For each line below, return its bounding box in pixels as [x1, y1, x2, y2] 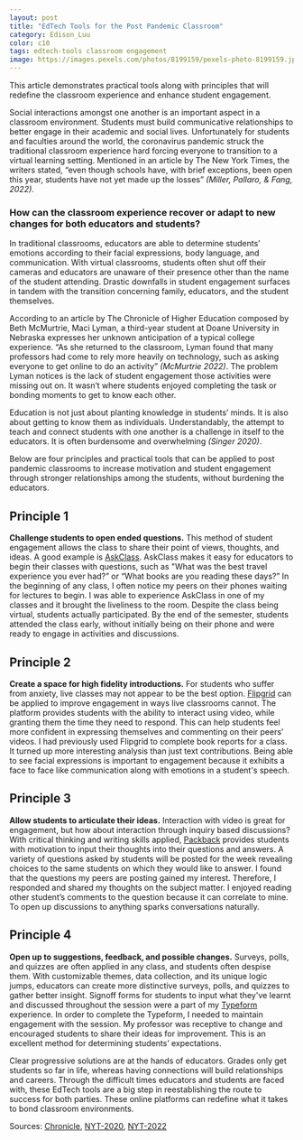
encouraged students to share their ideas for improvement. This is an [9, 1028, 266, 1039]
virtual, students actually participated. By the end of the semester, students [9, 609, 289, 620]
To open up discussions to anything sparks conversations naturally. [9, 901, 260, 912]
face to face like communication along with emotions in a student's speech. [9, 765, 290, 775]
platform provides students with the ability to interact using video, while [9, 707, 275, 718]
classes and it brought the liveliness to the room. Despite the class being [9, 599, 280, 610]
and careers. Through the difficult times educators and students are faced [9, 1074, 285, 1085]
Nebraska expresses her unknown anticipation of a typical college [9, 332, 255, 343]
